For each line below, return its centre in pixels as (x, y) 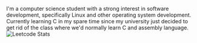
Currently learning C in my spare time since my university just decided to (97, 21)
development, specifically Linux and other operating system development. (99, 15)
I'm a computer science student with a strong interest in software (88, 9)
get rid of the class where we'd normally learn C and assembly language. (98, 27)
